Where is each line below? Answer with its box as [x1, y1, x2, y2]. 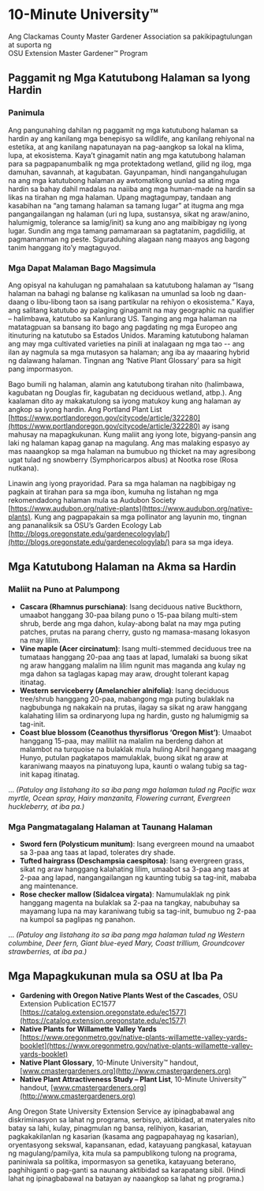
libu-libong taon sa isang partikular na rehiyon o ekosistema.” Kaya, [36, 297, 255, 306]
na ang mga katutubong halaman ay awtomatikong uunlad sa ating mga [8, 175, 240, 185]
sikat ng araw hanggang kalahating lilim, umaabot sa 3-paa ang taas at [19, 864, 250, 874]
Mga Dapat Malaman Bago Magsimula [8, 262, 156, 273]
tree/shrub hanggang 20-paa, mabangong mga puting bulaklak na [19, 694, 235, 703]
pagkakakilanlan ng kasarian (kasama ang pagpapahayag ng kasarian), [8, 1131, 239, 1141]
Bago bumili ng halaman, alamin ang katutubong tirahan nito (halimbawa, [8, 379, 244, 388]
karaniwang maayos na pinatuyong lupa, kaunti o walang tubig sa [19, 761, 232, 770]
